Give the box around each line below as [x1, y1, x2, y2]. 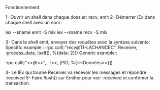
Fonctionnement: [5, 5, 41, 10]
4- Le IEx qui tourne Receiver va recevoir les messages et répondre [5, 69, 147, 75]
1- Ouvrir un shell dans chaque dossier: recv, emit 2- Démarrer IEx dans [5, 14, 155, 20]
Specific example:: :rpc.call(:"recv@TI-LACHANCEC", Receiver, [5, 44, 138, 50]
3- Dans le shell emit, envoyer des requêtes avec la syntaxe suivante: [5, 39, 150, 45]
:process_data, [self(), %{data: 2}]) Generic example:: [5, 50, 118, 56]
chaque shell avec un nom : [5, 20, 63, 25]
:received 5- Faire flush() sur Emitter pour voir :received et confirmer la [5, 75, 154, 80]
